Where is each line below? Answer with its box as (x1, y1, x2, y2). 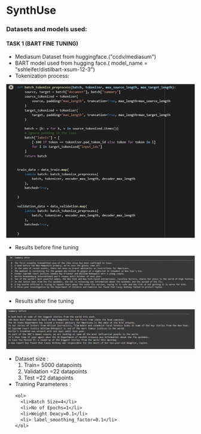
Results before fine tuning (14, 243, 79, 251)
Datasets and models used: (6, 25, 87, 34)
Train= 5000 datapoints (23, 361, 82, 369)
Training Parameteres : (14, 381, 71, 388)
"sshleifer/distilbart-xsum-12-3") (14, 66, 96, 73)
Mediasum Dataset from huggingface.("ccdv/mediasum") (14, 53, 157, 61)
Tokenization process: (14, 73, 70, 80)
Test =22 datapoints (23, 374, 74, 381)
